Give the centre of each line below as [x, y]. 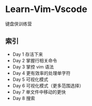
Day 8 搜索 [24, 98]
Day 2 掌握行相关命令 [35, 60]
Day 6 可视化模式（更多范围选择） [48, 85]
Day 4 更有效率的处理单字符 [41, 73]
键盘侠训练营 [18, 24]
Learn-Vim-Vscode [46, 9]
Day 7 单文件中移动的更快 [39, 92]
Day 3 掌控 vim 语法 [33, 67]
